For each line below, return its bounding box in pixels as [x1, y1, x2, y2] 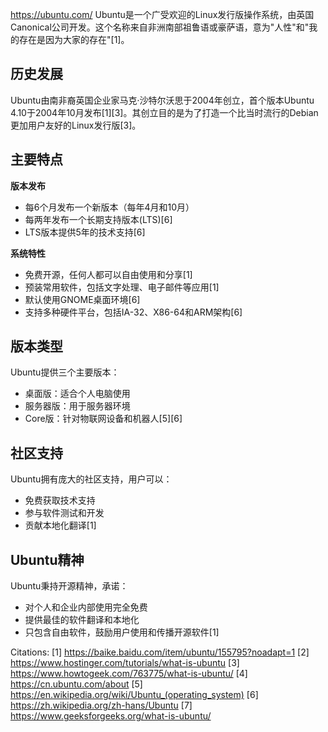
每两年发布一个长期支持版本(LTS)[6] [24, 213, 173, 225]
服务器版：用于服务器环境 [24, 400, 131, 412]
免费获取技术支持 [24, 494, 96, 507]
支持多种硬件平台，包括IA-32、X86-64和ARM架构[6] [24, 306, 243, 318]
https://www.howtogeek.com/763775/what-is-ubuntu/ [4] [10, 668, 248, 680]
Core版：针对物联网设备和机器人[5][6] [24, 413, 183, 425]
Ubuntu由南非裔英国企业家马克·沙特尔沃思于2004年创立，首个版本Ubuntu [10, 94, 315, 106]
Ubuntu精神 [10, 551, 85, 568]
